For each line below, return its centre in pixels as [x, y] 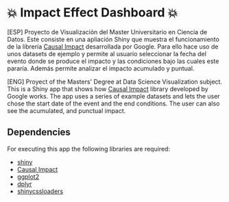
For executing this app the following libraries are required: [88, 149]
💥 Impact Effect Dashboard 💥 [93, 13]
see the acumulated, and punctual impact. [67, 110]
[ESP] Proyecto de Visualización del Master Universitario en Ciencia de [107, 31]
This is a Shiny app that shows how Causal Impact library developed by [108, 89]
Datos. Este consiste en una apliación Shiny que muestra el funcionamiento [113, 39]
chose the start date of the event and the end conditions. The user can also [113, 103]
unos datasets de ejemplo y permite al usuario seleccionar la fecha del [107, 53]
